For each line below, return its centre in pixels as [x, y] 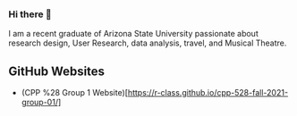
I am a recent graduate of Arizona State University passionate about [133, 34]
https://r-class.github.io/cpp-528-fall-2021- [208, 93]
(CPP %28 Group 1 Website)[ [75, 93]
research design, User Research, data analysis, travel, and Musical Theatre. [148, 43]
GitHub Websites [56, 71]
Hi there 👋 [30, 14]
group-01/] [41, 103]
